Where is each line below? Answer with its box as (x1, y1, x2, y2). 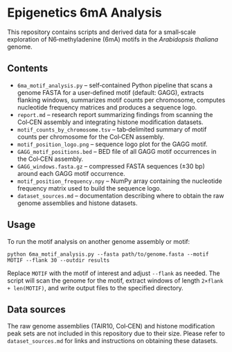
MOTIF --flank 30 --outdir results (7, 256, 110, 264)
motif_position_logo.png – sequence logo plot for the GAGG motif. (17, 140, 208, 148)
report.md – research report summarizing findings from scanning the (17, 110, 213, 118)
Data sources (7, 303, 66, 315)
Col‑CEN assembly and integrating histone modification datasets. (17, 118, 204, 126)
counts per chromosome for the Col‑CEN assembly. (17, 132, 165, 141)
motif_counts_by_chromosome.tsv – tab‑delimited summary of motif (17, 125, 207, 133)
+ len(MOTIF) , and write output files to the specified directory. (7, 283, 184, 292)
